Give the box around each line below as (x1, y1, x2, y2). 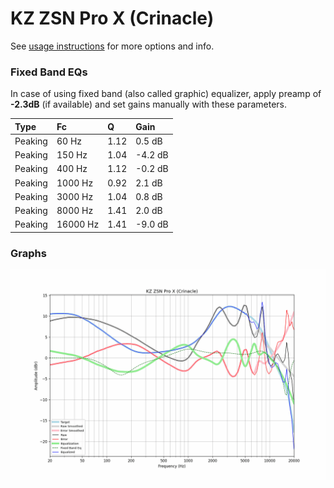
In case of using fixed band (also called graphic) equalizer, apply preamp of (10, 88, 322, 100)
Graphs (10, 246, 47, 260)
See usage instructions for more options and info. (10, 40, 215, 52)
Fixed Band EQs (10, 65, 88, 79)
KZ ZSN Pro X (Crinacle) (10, 7, 215, 30)
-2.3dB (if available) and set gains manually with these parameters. (10, 98, 287, 111)
